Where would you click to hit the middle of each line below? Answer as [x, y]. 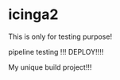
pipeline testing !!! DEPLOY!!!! [56, 51]
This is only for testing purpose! [60, 36]
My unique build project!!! [50, 67]
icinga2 [33, 15]
